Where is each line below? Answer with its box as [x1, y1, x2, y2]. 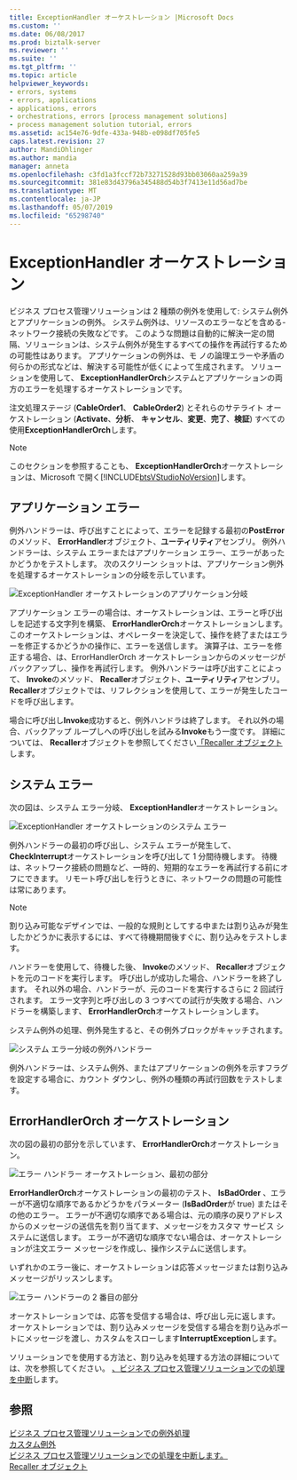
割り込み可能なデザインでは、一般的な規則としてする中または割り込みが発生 [9, 920, 289, 931]
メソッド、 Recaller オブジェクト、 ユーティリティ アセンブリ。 [59, 674, 285, 685]
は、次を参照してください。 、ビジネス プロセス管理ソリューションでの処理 [9, 1363, 285, 1373]
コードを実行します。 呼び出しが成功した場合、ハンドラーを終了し [39, 973, 283, 983]
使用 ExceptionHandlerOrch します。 [9, 424, 142, 435]
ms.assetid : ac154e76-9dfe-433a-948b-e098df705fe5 [9, 129, 200, 138]
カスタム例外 [9, 1438, 56, 1449]
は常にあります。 [9, 885, 71, 895]
